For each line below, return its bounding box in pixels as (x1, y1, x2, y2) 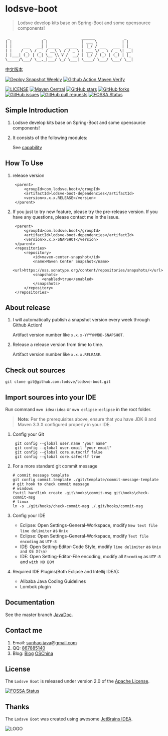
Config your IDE (12, 512, 46, 518)
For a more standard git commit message (12, 463, 98, 469)
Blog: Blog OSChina (12, 650, 54, 656)
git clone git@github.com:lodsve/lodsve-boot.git (5, 379, 111, 384)
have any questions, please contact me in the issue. (12, 214, 120, 220)
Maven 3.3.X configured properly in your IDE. (17, 422, 111, 427)
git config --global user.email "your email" (15, 445, 112, 450)
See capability (12, 144, 43, 150)
